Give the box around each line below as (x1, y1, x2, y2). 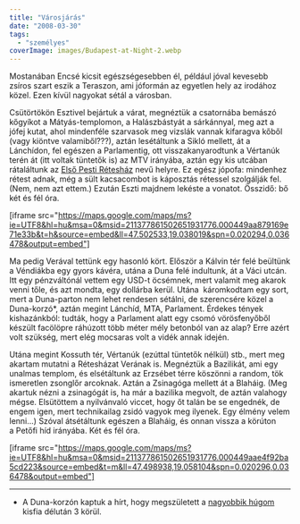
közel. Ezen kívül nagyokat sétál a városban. (9, 90, 172, 101)
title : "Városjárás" (9, 13, 87, 22)
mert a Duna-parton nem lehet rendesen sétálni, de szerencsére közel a (9, 294, 274, 305)
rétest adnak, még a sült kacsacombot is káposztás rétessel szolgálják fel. (9, 173, 282, 184)
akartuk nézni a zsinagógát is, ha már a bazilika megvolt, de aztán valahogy (9, 387, 287, 398)
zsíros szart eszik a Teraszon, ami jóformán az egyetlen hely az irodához (9, 80, 277, 91)
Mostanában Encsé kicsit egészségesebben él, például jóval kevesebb (9, 71, 269, 81)
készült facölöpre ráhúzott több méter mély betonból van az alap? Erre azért (9, 323, 290, 334)
